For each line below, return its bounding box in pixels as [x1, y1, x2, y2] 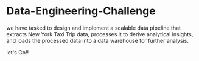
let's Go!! [6, 48, 29, 56]
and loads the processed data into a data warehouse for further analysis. [6, 37, 189, 44]
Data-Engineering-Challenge [6, 4, 156, 18]
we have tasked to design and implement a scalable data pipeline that [6, 24, 181, 31]
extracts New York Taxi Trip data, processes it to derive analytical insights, [6, 30, 194, 37]
